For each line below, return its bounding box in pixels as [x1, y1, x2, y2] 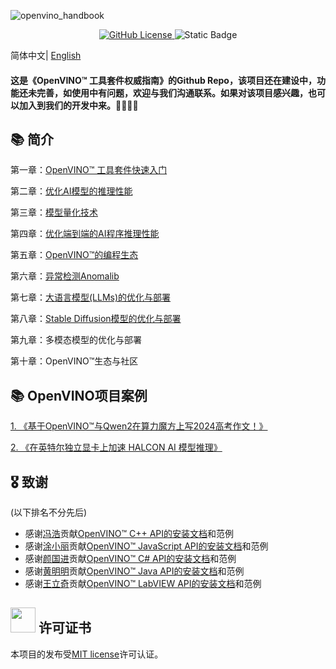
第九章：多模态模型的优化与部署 [10, 334, 142, 346]
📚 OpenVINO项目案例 [10, 387, 148, 404]
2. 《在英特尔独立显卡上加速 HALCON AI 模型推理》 [10, 441, 223, 454]
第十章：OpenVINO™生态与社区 [10, 355, 139, 367]
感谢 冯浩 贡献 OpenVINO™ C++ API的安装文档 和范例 [24, 528, 235, 540]
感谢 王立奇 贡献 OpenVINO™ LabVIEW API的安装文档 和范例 [24, 578, 262, 590]
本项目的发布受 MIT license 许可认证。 [10, 648, 164, 660]
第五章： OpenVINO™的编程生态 [10, 249, 139, 261]
